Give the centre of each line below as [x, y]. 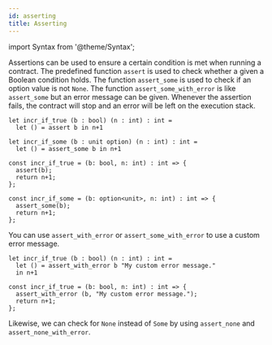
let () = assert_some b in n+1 [69, 149]
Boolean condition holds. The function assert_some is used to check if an [130, 80]
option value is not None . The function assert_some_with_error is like [122, 88]
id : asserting [32, 16]
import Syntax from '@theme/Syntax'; [72, 46]
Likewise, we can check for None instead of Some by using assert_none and [132, 323]
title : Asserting [38, 24]
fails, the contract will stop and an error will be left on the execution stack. [132, 106]
